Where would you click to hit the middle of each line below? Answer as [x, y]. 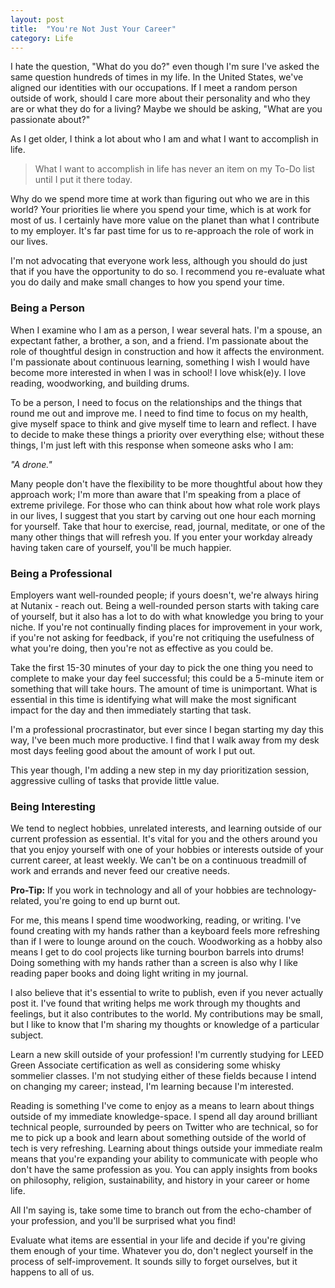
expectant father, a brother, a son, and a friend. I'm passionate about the [159, 340]
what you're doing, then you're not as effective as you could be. [142, 648]
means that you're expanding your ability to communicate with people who [164, 1159]
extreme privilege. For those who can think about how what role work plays [165, 505]
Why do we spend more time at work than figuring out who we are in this [160, 199]
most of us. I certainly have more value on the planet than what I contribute [165, 220]
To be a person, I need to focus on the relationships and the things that [156, 402]
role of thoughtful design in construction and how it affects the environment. [167, 351]
